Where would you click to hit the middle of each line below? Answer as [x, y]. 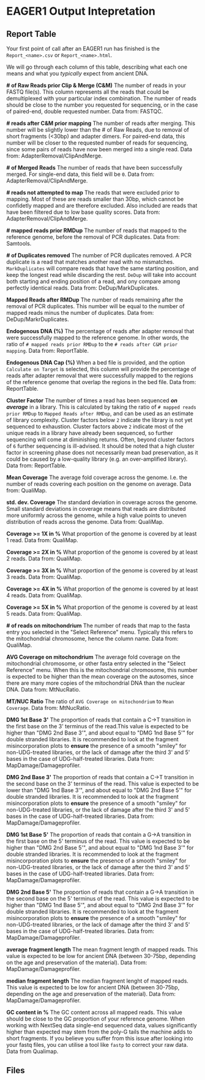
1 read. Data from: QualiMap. [42, 540]
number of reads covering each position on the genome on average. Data [99, 484]
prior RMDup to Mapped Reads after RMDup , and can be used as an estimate [100, 413]
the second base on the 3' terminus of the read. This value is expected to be [102, 784]
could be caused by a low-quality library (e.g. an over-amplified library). [97, 459]
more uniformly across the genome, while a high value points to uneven [96, 515]
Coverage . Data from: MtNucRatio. [48, 708]
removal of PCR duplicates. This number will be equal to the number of [95, 306]
